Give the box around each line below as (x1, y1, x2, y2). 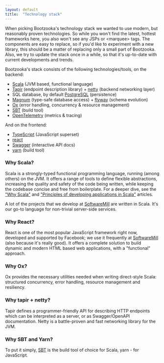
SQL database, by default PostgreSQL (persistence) (12, 91, 117, 97)
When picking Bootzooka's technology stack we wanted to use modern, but (5, 25, 158, 31)
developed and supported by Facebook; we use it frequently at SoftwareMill (5, 235, 159, 241)
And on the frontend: (5, 121, 47, 128)
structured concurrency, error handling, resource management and (5, 279, 141, 285)
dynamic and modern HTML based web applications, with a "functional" (5, 245, 151, 251)
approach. (5, 250, 26, 256)
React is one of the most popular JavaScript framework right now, (5, 230, 138, 236)
